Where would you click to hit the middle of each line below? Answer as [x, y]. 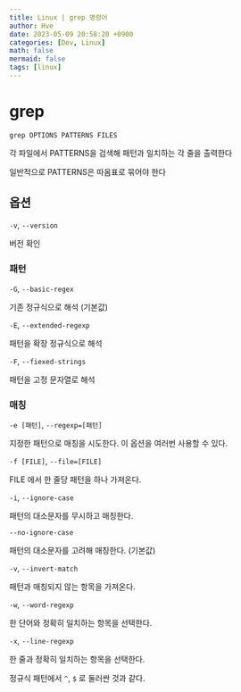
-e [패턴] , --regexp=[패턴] [56, 425]
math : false [31, 51]
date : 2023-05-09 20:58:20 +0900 [71, 34]
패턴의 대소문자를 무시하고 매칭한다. [71, 516]
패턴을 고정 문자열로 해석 [52, 379]
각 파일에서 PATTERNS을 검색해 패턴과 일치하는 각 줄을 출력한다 [121, 153]
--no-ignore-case [42, 533]
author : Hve [31, 26]
